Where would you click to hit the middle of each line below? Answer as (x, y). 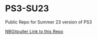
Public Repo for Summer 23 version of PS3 (48, 22)
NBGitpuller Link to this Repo (34, 31)
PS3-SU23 (27, 9)
